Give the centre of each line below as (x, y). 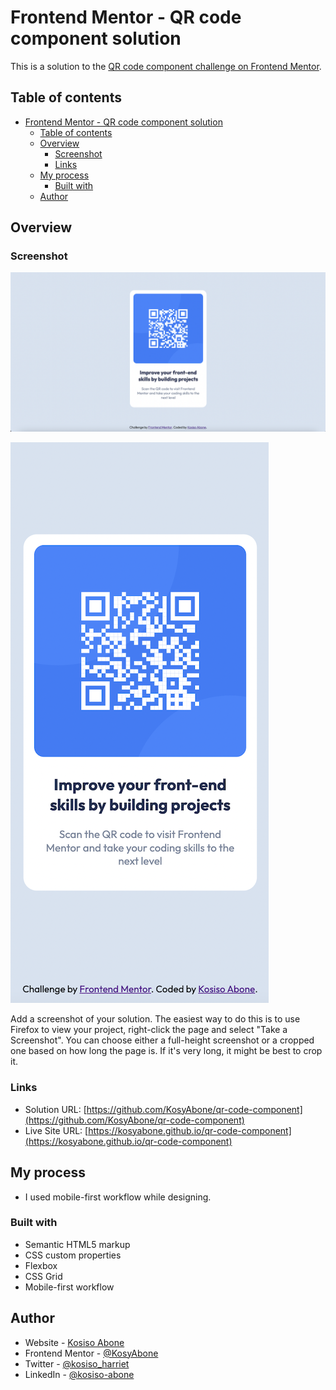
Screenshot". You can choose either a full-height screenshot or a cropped (162, 1040)
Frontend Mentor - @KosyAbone (91, 1353)
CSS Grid (43, 1276)
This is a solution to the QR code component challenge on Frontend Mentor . (166, 66)
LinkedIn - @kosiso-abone (79, 1374)
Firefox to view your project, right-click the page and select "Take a (149, 1030)
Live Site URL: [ (56, 1130)
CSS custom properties (73, 1255)
